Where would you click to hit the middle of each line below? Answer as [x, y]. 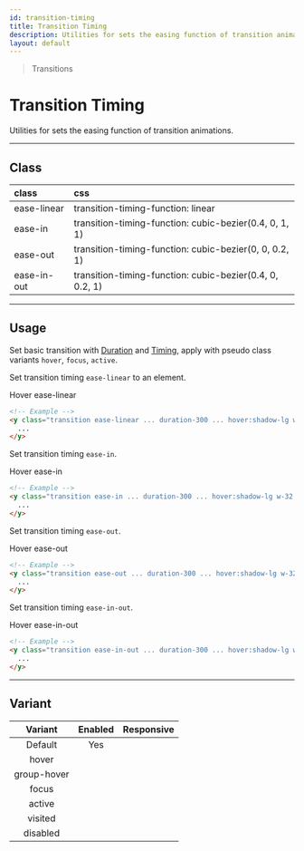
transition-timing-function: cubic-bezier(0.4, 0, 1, [181, 223]
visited [42, 818]
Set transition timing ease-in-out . [71, 607]
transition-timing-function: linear [144, 208]
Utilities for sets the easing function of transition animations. [121, 131]
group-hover [42, 774]
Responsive [148, 729]
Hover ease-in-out [44, 625]
